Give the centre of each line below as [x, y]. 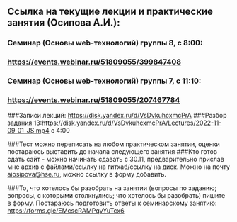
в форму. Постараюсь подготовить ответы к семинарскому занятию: [112, 203]
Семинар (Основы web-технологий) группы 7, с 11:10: [104, 81]
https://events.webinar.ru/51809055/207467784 [94, 100]
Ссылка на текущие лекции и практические [110, 12]
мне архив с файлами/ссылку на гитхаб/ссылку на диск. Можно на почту [118, 167]
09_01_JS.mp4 [28, 131]
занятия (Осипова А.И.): [64, 23]
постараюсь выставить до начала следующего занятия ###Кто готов [112, 152]
